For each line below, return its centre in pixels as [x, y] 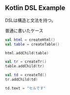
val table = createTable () [32, 44]
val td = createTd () [26, 75]
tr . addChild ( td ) [21, 79]
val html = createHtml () [30, 40]
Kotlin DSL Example [35, 8]
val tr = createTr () [26, 62]
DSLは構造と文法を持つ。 [30, 20]
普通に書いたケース [24, 31]
